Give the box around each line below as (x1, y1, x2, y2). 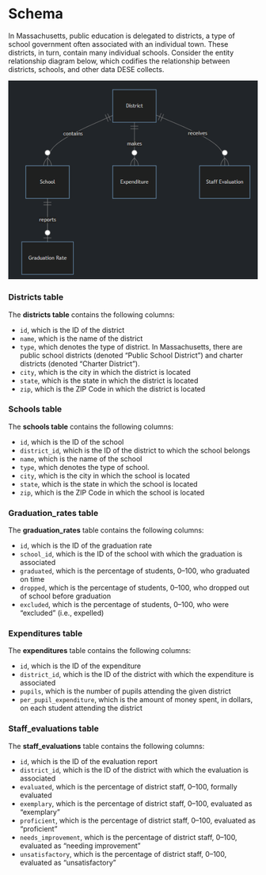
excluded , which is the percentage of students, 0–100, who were (19, 600, 230, 609)
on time (19, 575, 45, 584)
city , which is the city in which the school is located (19, 471, 190, 480)
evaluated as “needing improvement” (19, 841, 141, 850)
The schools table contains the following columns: (8, 422, 174, 431)
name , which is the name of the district (19, 334, 143, 343)
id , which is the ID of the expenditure (19, 661, 141, 671)
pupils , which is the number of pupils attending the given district (19, 686, 231, 696)
